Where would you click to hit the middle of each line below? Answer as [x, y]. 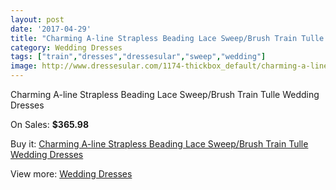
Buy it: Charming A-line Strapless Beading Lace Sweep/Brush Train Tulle [159, 144]
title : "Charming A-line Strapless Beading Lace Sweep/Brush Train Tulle [167, 38]
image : [24, 66]
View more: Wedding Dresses [71, 174]
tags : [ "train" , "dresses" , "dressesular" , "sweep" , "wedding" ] [138, 57]
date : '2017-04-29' [51, 29]
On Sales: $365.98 [50, 124]
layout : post [37, 19]
